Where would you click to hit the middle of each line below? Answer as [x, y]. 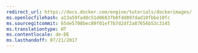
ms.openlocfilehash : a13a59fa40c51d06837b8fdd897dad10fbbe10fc [88, 18]
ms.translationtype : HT [37, 29]
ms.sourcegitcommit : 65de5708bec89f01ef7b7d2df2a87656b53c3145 [88, 23]
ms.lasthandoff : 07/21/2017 [42, 40]
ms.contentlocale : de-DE [38, 35]
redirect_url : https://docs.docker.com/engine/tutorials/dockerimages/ [99, 12]
